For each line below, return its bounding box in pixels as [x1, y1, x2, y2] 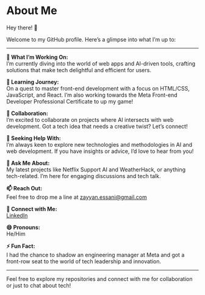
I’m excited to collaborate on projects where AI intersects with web [6, 116, 174, 123]
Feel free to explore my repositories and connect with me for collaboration [6, 275, 193, 282]
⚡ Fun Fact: [6, 242, 35, 250]
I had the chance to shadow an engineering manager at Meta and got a [6, 251, 185, 258]
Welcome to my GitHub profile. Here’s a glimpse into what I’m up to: [6, 35, 176, 43]
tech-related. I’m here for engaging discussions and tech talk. [6, 172, 161, 179]
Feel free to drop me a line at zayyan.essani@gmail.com [6, 193, 148, 201]
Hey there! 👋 [6, 24, 38, 31]
